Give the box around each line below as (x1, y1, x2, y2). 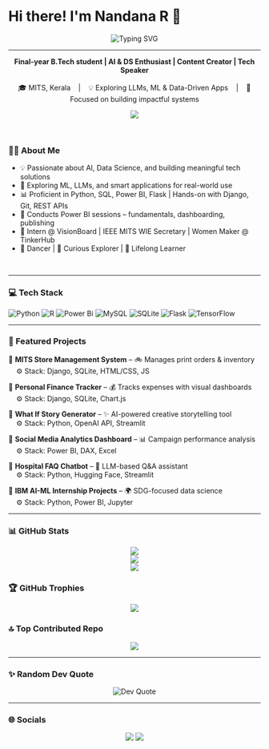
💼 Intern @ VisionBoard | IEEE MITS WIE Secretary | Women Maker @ (19, 227, 249, 236)
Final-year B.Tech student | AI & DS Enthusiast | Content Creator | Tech (14, 56, 255, 66)
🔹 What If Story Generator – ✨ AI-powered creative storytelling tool (8, 409, 232, 419)
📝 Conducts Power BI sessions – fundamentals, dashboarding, (19, 210, 226, 219)
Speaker (119, 65, 150, 74)
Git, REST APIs (19, 201, 69, 211)
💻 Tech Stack (8, 288, 64, 299)
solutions (19, 172, 50, 182)
